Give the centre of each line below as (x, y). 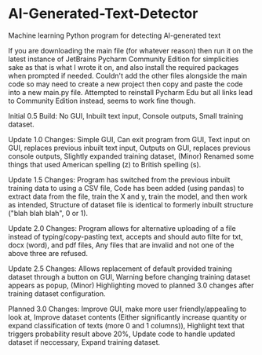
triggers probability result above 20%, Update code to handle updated (122, 334)
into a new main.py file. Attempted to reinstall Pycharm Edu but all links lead (131, 92)
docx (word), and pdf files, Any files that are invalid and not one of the (121, 245)
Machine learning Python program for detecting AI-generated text (115, 35)
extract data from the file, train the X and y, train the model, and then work (128, 196)
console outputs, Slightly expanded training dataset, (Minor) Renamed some (131, 156)
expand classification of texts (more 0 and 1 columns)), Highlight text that (126, 325)
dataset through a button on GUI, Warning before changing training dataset (129, 276)
